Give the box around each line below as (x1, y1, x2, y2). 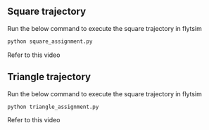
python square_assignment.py (7, 38, 93, 45)
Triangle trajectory (7, 71, 91, 83)
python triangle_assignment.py (7, 103, 99, 110)
